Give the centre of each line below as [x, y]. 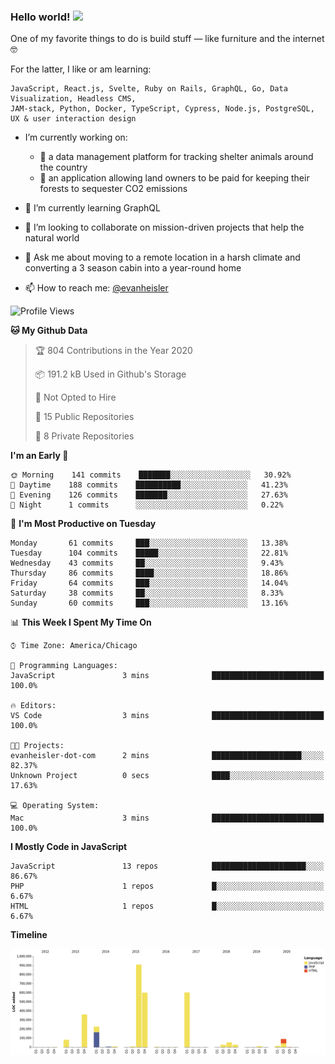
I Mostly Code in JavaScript [69, 847]
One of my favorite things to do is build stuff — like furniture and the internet [167, 39]
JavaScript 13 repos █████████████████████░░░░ [167, 866]
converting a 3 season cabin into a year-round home [133, 268]
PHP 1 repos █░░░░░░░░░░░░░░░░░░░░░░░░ [167, 886]
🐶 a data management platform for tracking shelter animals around [176, 157]
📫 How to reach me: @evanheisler [96, 288]
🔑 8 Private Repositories [84, 436]
